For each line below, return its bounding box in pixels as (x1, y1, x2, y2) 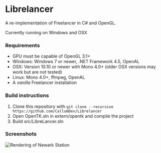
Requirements (5, 42, 40, 49)
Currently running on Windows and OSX (5, 29, 87, 35)
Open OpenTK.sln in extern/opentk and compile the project (12, 113, 134, 119)
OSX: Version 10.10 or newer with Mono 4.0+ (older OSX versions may (12, 64, 156, 70)
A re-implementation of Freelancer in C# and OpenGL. (5, 20, 116, 26)
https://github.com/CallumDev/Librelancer (12, 108, 102, 114)
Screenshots (5, 131, 37, 138)
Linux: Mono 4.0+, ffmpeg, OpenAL (12, 75, 85, 80)
